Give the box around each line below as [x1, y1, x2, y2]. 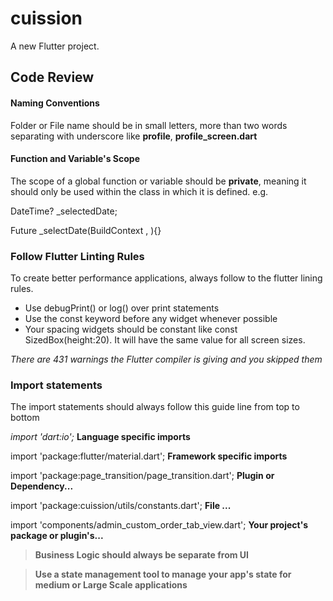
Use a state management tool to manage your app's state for [34, 568, 292, 581]
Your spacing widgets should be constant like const [24, 323, 238, 336]
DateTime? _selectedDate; [10, 205, 118, 217]
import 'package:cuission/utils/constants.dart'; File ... [10, 500, 232, 512]
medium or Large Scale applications [34, 579, 188, 591]
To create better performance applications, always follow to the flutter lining [10, 272, 323, 284]
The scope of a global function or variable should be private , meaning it [10, 175, 307, 187]
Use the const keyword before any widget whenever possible [24, 313, 278, 325]
